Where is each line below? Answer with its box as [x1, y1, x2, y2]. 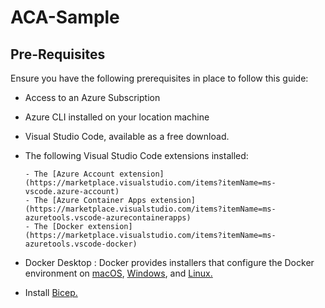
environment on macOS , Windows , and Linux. [24, 267, 213, 279]
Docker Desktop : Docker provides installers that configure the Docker [24, 257, 315, 268]
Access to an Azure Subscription [24, 92, 161, 103]
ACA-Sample [10, 6, 120, 29]
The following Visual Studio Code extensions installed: [24, 150, 249, 161]
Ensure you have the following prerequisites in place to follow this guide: [10, 72, 309, 84]
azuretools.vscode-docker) [24, 239, 138, 249]
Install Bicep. [24, 287, 78, 298]
